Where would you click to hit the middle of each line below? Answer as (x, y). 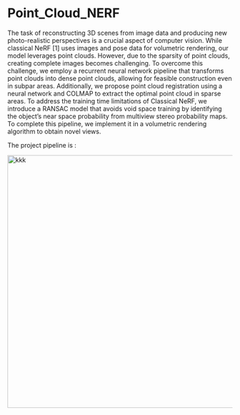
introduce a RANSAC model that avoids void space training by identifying (115, 108)
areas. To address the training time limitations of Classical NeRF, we (107, 101)
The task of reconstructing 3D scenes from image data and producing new (117, 33)
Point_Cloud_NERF (64, 13)
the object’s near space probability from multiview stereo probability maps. (117, 116)
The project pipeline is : (42, 145)
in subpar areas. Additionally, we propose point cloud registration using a (115, 86)
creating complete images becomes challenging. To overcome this (105, 63)
